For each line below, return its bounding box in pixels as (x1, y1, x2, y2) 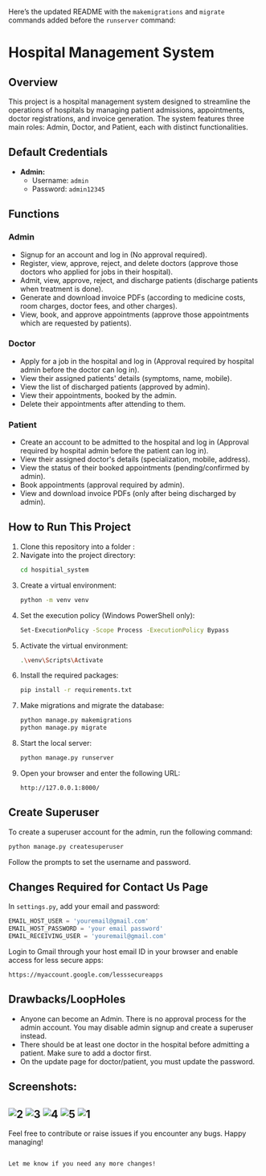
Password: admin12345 (31, 184, 105, 194)
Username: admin (31, 175, 89, 185)
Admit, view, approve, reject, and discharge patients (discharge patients (19, 275, 259, 285)
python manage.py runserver (19, 754, 114, 762)
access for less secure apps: (8, 956, 104, 965)
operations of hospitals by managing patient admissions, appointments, (8, 105, 245, 115)
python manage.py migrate (19, 723, 107, 732)
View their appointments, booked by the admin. (19, 390, 177, 400)
